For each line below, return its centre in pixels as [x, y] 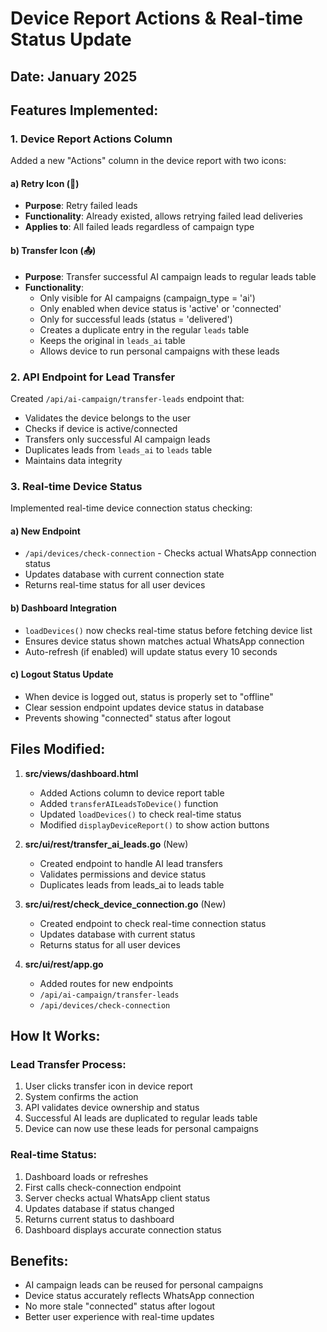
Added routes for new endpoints [106, 983]
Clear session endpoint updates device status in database [144, 707]
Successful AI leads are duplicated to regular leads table [141, 1118]
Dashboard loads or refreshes [86, 1176]
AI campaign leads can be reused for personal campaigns [144, 1285]
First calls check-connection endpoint [103, 1187]
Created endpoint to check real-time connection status [153, 923]
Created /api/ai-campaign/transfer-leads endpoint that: [127, 398]
